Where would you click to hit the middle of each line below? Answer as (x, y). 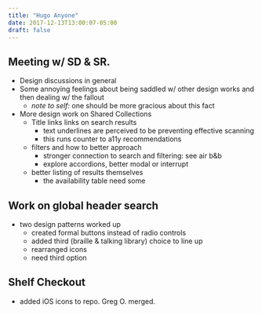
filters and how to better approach (87, 148)
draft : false (29, 30)
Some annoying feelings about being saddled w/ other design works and (137, 89)
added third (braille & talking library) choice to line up (117, 241)
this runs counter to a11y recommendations (112, 139)
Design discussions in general (68, 81)
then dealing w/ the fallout (62, 97)
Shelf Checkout (47, 282)
